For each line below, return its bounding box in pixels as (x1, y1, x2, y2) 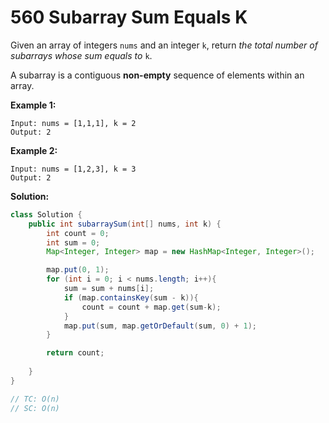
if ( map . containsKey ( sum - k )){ (63, 292, 199, 303)
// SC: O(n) (10, 403, 60, 413)
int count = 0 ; (46, 228, 110, 238)
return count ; (46, 348, 105, 358)
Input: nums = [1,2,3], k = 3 (10, 164, 137, 174)
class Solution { (10, 209, 83, 220)
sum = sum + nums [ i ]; (63, 284, 155, 294)
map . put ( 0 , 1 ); (46, 265, 110, 275)
